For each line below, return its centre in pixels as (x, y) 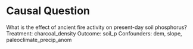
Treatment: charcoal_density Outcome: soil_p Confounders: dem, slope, (94, 33)
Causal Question (48, 11)
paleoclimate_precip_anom (39, 40)
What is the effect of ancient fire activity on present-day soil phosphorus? (97, 27)
